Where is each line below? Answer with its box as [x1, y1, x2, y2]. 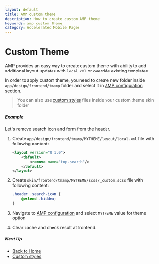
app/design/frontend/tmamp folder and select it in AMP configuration [5, 83, 143, 89]
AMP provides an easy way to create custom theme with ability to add [5, 63, 146, 69]
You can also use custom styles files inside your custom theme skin [17, 97, 154, 103]
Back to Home [12, 248, 41, 254]
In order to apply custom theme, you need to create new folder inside [5, 77, 145, 83]
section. [5, 88, 22, 94]
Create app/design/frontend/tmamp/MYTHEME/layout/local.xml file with [12, 136, 155, 142]
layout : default [5, 7, 38, 12]
